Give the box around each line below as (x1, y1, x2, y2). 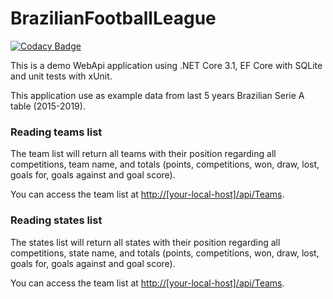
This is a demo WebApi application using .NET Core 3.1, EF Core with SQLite (10, 59, 323, 71)
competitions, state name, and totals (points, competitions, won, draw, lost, (10, 247, 320, 259)
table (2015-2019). (10, 100, 86, 112)
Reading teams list (10, 125, 103, 139)
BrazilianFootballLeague (10, 7, 217, 30)
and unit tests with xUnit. (10, 70, 113, 82)
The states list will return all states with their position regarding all (10, 236, 281, 248)
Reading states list (10, 213, 103, 227)
